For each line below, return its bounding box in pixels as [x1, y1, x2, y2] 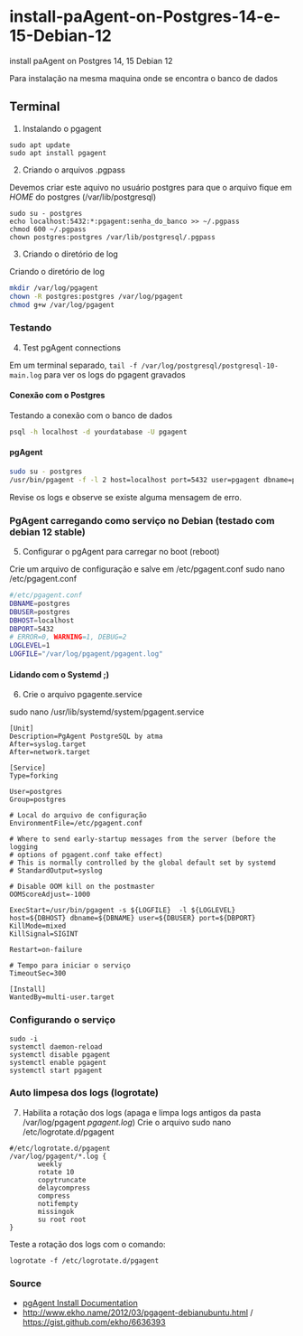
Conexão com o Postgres [9, 390, 106, 401]
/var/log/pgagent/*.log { [9, 1152, 106, 1161]
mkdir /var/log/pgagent [9, 283, 99, 293]
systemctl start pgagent [9, 1066, 103, 1075]
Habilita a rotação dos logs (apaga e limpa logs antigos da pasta [22, 1107, 262, 1117]
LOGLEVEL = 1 [9, 641, 50, 650]
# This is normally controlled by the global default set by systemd [9, 858, 277, 868]
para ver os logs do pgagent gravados [43, 369, 187, 380]
